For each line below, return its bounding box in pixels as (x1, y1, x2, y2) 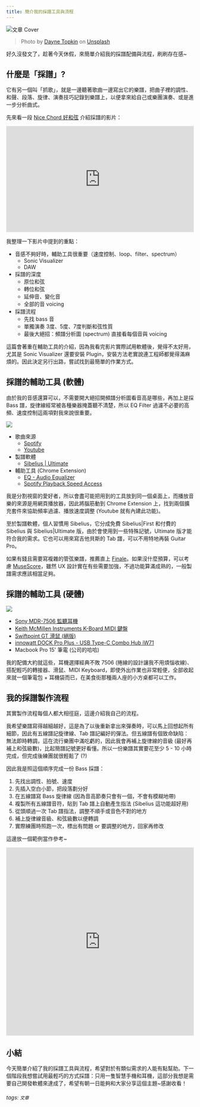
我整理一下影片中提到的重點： (6, 237, 79, 245)
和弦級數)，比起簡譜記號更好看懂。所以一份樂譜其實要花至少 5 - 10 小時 (16, 745, 192, 752)
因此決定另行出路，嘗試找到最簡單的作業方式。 (21, 358, 137, 365)
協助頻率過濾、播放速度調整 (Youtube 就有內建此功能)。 (26, 507, 164, 514)
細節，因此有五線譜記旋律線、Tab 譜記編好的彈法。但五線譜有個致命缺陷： (6, 730, 189, 737)
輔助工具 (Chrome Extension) (14, 467, 86, 474)
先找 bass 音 (23, 315, 55, 323)
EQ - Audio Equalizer (23, 473, 76, 481)
